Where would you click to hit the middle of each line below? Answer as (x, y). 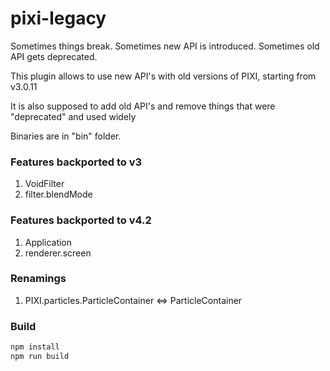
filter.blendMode (58, 194)
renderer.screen (58, 253)
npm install (35, 347)
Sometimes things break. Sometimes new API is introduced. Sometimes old (165, 46)
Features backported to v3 (76, 162)
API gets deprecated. (54, 56)
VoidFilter (44, 184)
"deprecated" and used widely (73, 116)
